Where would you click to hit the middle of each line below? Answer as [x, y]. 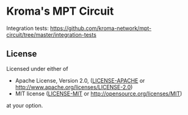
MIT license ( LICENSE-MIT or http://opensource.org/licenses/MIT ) [99, 94]
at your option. [25, 105]
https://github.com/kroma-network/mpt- [100, 28]
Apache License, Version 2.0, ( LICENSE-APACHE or [80, 80]
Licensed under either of [37, 69]
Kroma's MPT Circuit [60, 11]
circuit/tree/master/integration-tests [51, 34]
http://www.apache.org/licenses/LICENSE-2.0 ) [74, 87]
